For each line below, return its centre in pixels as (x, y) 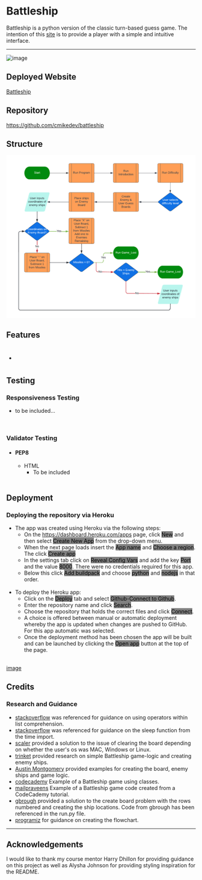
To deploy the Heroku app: (48, 592)
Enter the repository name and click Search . (78, 605)
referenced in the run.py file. (50, 814)
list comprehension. (39, 724)
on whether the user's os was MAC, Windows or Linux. (83, 749)
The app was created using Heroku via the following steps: (88, 528)
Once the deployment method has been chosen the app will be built (108, 637)
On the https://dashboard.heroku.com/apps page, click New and (104, 534)
